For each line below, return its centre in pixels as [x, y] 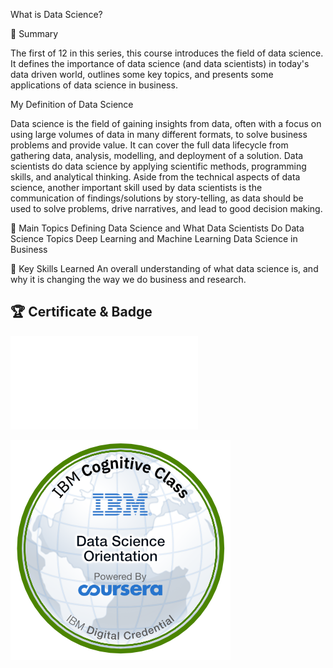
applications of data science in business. [94, 85]
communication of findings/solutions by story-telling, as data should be [157, 198]
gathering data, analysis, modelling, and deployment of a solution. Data [157, 155]
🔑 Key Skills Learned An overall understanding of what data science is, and [164, 268]
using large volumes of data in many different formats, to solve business [159, 134]
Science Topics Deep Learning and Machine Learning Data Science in [154, 238]
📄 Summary [34, 33]
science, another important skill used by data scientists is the [136, 187]
